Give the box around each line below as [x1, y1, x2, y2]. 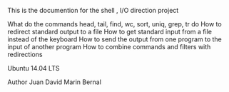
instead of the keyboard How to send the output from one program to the [7, 35, 223, 44]
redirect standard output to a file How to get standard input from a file [7, 28, 213, 36]
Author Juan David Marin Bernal [7, 78, 102, 86]
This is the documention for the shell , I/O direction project [7, 6, 179, 14]
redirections [7, 50, 43, 58]
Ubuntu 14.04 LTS [7, 64, 60, 72]
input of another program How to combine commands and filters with [7, 43, 211, 51]
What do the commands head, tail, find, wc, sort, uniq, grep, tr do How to [7, 20, 223, 28]
